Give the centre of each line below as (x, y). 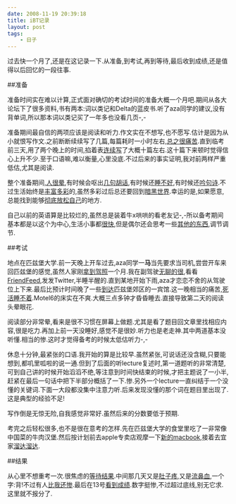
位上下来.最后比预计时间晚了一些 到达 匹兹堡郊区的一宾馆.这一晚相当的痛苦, (115, 289)
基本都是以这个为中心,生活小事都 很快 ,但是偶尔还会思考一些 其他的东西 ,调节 (115, 224)
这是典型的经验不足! (36, 398)
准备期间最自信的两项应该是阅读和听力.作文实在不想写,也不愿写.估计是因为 (115, 133)
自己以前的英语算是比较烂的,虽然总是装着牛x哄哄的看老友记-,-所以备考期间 (116, 215)
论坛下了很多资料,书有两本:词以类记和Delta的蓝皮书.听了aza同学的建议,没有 (116, 109)
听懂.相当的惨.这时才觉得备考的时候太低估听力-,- (77, 340)
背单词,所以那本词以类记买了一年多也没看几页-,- (77, 118)
